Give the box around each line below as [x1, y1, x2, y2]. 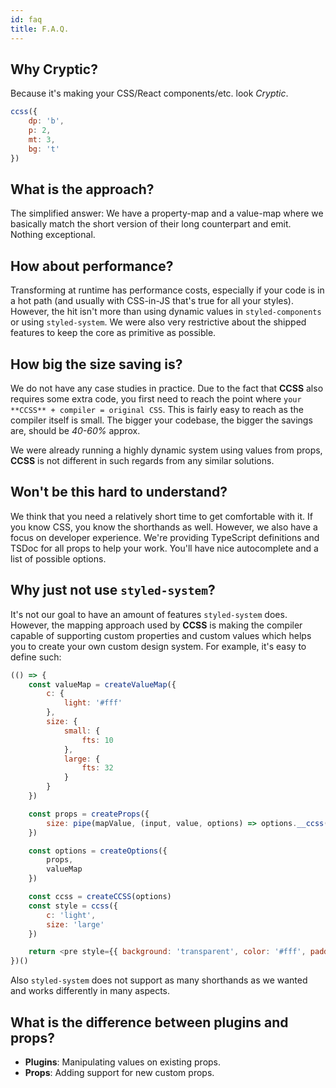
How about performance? [10, 257, 174, 275]
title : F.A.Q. [10, 24, 70, 34]
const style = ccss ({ [28, 901, 118, 911]
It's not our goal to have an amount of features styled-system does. [10, 608, 288, 620]
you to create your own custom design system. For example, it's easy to [10, 640, 307, 652]
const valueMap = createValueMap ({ [28, 679, 177, 690]
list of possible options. [10, 552, 107, 565]
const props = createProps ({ [28, 809, 150, 819]
